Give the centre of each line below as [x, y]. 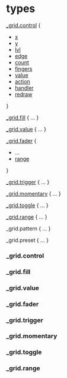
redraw [23, 94]
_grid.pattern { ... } [28, 228]
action [23, 81]
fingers [23, 68]
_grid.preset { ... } [28, 240]
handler [24, 88]
